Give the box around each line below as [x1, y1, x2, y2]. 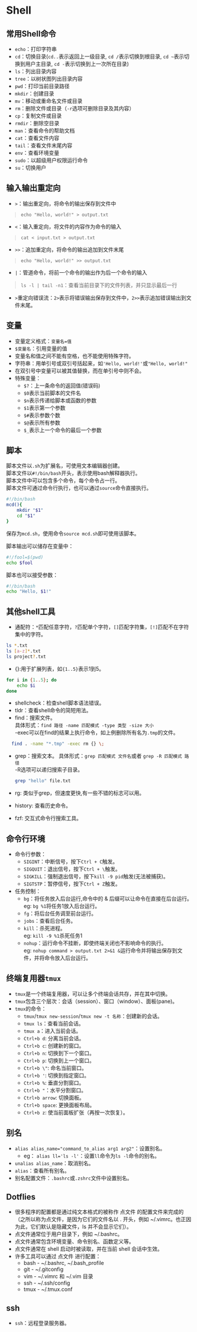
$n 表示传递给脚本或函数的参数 [23, 397, 96, 404]
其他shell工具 [6, 606, 56, 617]
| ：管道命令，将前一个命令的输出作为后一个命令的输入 [14, 269, 147, 276]
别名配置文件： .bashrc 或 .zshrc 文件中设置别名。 [14, 1174, 133, 1181]
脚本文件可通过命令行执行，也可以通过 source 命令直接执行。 [6, 485, 152, 492]
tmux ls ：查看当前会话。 [23, 1019, 84, 1027]
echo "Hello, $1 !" [6, 588, 51, 595]
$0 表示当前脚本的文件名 [23, 389, 81, 396]
